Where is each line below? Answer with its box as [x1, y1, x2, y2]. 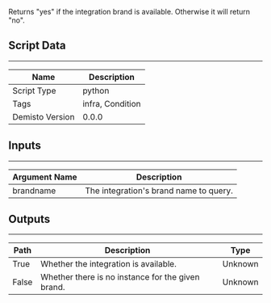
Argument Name [12, 171, 78, 183]
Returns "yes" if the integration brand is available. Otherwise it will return [8, 7, 251, 16]
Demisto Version [12, 111, 75, 122]
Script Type [12, 85, 56, 96]
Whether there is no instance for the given [40, 271, 200, 283]
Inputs [8, 139, 42, 153]
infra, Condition [82, 98, 141, 109]
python [82, 85, 110, 96]
